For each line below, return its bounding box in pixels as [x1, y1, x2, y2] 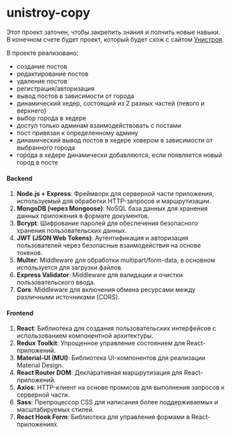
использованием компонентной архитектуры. [16, 331, 154, 340]
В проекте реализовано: [6, 49, 79, 57]
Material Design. [16, 361, 64, 370]
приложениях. [16, 420, 60, 429]
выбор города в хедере [16, 113, 87, 122]
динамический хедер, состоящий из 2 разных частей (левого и [16, 99, 205, 107]
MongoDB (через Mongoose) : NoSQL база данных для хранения [16, 204, 208, 213]
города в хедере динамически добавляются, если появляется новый [16, 151, 223, 159]
